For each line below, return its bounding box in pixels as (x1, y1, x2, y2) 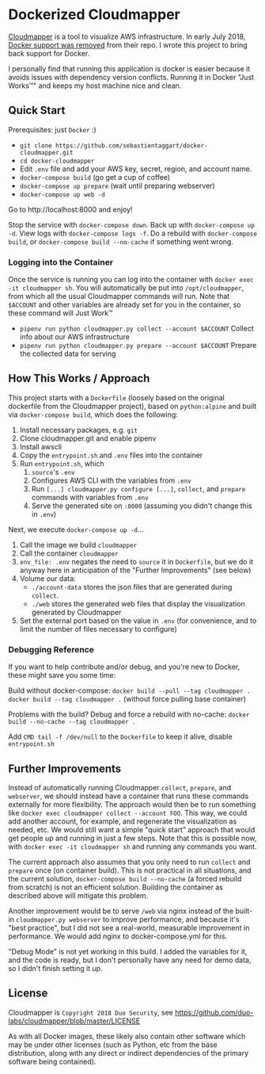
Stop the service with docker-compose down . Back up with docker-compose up (8, 220, 256, 229)
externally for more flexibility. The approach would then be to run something (8, 799, 256, 809)
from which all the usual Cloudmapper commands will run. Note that (8, 292, 230, 301)
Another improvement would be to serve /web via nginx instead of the (8, 906, 234, 915)
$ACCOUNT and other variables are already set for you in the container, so (8, 300, 241, 310)
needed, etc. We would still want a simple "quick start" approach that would (8, 824, 256, 834)
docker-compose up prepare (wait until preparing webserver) (19, 181, 215, 190)
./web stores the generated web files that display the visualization (31, 598, 245, 608)
